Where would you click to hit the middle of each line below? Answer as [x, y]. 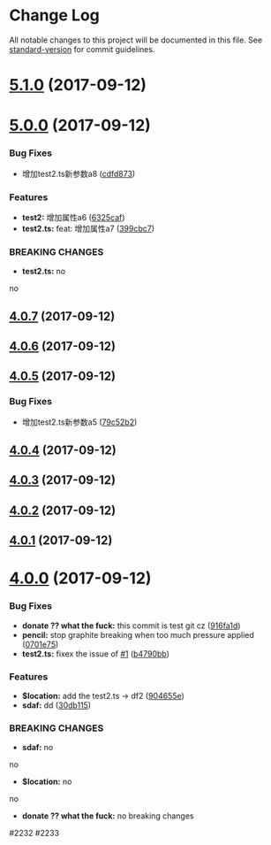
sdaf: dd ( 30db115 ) [56, 705]
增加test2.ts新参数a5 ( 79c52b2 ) [79, 422]
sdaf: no [38, 748]
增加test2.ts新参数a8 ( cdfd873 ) [79, 173]
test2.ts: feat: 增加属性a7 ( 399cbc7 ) [88, 228]
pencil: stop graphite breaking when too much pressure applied [138, 634]
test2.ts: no [44, 272]
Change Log [54, 15]
